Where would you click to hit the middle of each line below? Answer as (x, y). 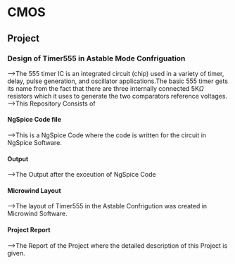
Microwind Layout (34, 190)
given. (17, 253)
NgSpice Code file (34, 120)
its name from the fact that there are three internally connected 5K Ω (106, 88)
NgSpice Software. (34, 143)
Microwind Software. (38, 214)
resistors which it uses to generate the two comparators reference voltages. (117, 96)
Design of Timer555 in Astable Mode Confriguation (96, 58)
